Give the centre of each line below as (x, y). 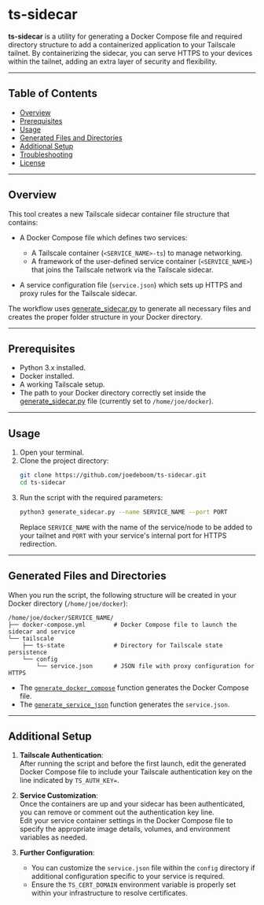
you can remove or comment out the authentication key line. (117, 812)
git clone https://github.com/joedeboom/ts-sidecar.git (113, 475)
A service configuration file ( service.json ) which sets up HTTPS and (131, 284)
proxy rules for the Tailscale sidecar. (78, 293)
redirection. (38, 543)
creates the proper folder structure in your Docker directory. (105, 317)
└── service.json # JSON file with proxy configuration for (146, 666)
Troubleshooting (46, 154)
